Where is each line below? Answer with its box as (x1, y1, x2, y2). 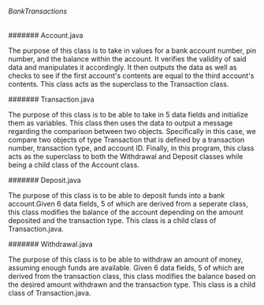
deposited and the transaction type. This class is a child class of (8, 216, 217, 225)
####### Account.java (8, 31, 84, 40)
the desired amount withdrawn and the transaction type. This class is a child (8, 280, 256, 289)
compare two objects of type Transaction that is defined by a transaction (8, 135, 245, 145)
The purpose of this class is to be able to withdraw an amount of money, (8, 255, 244, 264)
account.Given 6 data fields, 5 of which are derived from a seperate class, (8, 199, 248, 209)
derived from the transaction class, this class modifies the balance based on (8, 272, 256, 281)
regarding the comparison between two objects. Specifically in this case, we (8, 127, 256, 136)
